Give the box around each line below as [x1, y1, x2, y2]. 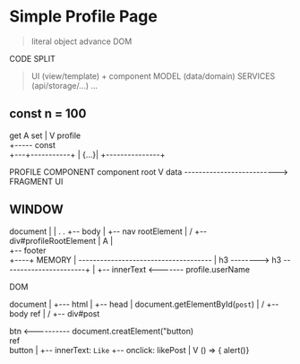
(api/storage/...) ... [30, 80, 99, 91]
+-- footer [9, 245, 47, 256]
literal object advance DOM [30, 36, 133, 47]
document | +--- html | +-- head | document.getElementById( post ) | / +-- [9, 299, 279, 309]
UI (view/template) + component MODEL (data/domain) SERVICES [30, 70, 276, 82]
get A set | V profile [9, 130, 81, 141]
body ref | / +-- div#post [9, 308, 100, 319]
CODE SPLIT [9, 53, 56, 64]
